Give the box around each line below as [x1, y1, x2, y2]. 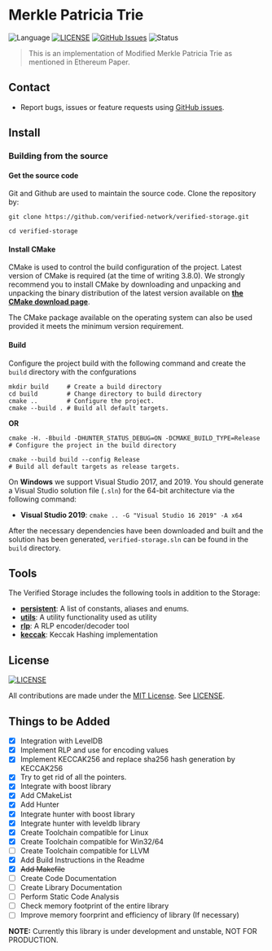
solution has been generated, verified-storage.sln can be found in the [8, 534, 248, 544]
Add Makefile [20, 864, 65, 874]
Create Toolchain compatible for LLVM [20, 845, 150, 856]
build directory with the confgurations [8, 366, 137, 376]
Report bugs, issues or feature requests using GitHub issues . [20, 102, 225, 112]
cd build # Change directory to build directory [8, 389, 202, 398]
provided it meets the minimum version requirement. [8, 322, 184, 331]
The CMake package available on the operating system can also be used [8, 313, 252, 322]
